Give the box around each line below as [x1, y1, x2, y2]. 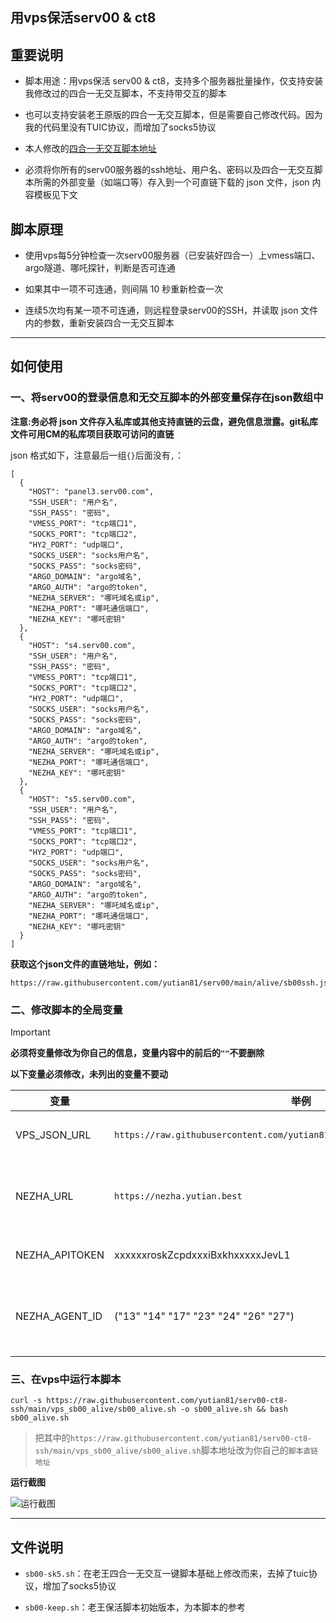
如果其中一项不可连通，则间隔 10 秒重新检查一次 [24, 283, 224, 295]
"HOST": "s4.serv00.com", [28, 640, 137, 650]
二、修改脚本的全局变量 [10, 1003, 123, 1017]
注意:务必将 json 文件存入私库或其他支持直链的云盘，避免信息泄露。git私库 [10, 415, 319, 427]
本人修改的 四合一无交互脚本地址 [24, 143, 157, 155]
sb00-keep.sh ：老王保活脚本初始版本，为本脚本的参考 [24, 1601, 246, 1613]
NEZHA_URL [15, 1189, 74, 1203]
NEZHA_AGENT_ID [15, 1309, 103, 1323]
